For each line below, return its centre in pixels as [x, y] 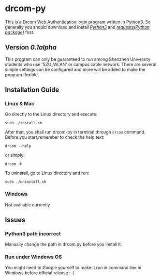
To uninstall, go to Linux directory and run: [47, 173]
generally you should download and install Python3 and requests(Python [77, 27]
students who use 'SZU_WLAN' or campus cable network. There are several [81, 64]
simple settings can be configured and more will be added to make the [75, 69]
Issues [15, 220]
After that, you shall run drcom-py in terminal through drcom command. [75, 132]
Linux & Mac [20, 104]
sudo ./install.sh [23, 123]
